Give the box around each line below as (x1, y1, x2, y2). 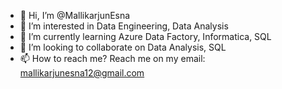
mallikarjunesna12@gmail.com (19, 67, 145, 79)
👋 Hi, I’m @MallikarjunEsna (19, 10, 131, 21)
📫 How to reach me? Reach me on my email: (19, 53, 206, 64)
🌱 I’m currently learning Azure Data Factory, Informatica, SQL (19, 31, 272, 42)
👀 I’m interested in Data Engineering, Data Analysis (19, 20, 229, 32)
